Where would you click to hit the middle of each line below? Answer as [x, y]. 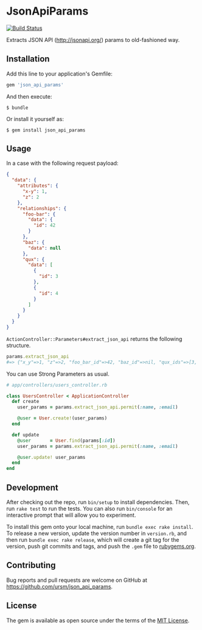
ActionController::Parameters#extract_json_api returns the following [94, 338]
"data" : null [45, 248]
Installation [28, 59]
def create [26, 402]
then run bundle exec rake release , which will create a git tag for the [93, 540]
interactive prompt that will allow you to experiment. [71, 515]
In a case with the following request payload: [62, 163]
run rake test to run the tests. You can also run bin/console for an [89, 509]
